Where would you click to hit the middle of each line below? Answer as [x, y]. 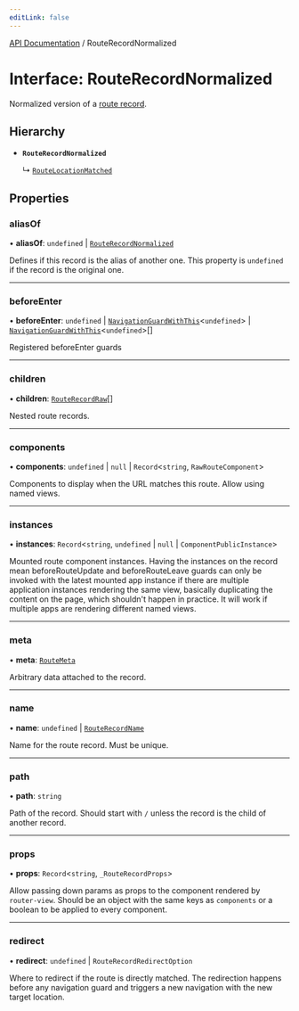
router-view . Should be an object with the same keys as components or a [141, 900]
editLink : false [39, 17]
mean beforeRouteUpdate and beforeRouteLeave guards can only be [136, 571]
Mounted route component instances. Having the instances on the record [144, 562]
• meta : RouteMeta [42, 660]
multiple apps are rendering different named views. [103, 609]
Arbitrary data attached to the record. [78, 677]
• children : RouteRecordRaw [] [61, 399]
